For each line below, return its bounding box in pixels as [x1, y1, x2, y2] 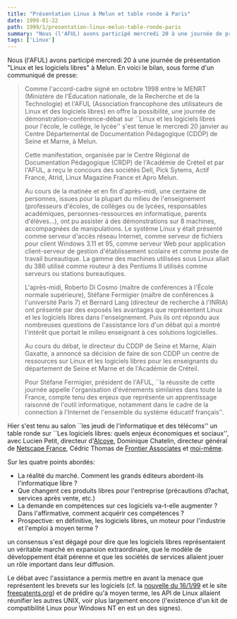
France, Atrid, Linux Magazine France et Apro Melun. [24, 174, 178, 182]
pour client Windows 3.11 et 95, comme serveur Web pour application [24, 239, 226, 248]
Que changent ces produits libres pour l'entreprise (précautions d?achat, [17, 486, 229, 495]
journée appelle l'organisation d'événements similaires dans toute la [24, 385, 222, 394]
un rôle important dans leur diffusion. [7, 560, 115, 569]
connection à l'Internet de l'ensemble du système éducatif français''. [24, 408, 224, 416]
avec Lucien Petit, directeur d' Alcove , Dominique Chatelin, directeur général [7, 437, 228, 445]
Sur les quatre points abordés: [7, 458, 95, 467]
